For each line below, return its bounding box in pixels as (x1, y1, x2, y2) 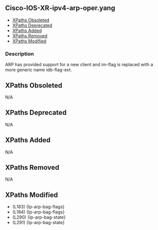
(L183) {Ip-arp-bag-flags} (12, 204, 65, 210)
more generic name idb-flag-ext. (5, 67, 72, 73)
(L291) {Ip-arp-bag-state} (12, 220, 65, 226)
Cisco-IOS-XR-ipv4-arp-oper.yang (5, 4, 115, 12)
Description (5, 50, 34, 57)
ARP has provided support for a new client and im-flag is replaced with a (5, 62, 154, 68)
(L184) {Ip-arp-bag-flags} (12, 209, 65, 215)
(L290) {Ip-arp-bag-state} (12, 214, 66, 220)
